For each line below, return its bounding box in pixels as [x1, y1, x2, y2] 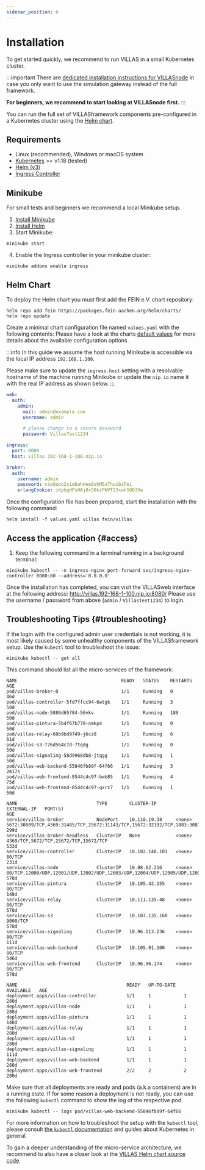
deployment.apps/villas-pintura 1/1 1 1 [6, 1014, 187, 1020]
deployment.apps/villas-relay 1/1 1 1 [6, 1025, 187, 1031]
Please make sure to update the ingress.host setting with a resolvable [6, 367, 183, 374]
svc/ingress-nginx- [142, 567, 192, 574]
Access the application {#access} [6, 533, 138, 543]
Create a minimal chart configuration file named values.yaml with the [6, 324, 179, 331]
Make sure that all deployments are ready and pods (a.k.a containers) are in [6, 1083, 196, 1091]
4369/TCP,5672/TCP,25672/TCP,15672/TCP [6, 837, 108, 844]
